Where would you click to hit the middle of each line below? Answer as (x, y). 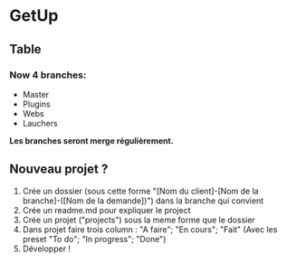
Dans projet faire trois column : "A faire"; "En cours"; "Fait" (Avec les (150, 229)
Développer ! (46, 249)
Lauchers (40, 123)
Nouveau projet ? (59, 169)
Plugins (37, 104)
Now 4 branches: (48, 75)
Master (36, 94)
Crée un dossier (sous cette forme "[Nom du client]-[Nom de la (141, 191)
